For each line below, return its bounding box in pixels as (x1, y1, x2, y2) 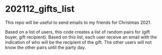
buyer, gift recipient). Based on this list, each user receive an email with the (5, 34, 157, 40)
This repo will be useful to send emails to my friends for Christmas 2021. (5, 19, 152, 25)
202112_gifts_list (5, 3, 75, 15)
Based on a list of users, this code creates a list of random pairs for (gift (5, 29, 150, 35)
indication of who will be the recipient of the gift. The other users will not (5, 39, 152, 45)
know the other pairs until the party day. (5, 44, 86, 50)
